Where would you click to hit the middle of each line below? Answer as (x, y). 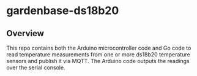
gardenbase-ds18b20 (63, 11)
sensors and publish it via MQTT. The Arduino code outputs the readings (98, 61)
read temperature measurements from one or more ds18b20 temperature (98, 55)
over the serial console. (36, 67)
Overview (25, 33)
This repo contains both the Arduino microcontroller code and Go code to (99, 48)
